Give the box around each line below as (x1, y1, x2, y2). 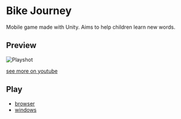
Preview (6, 40, 37, 50)
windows (14, 106, 37, 113)
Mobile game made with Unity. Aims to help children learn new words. (6, 23, 176, 30)
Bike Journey (6, 4, 72, 18)
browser (14, 100, 35, 107)
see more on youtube (6, 67, 58, 74)
